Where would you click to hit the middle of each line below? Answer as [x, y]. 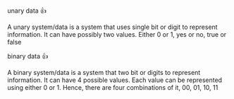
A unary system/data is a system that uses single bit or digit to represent [112, 27]
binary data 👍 [28, 56]
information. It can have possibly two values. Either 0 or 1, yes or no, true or [117, 34]
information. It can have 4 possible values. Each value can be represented [115, 80]
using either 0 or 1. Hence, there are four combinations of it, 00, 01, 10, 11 [113, 87]
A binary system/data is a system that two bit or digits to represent [104, 72]
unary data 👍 [27, 11]
